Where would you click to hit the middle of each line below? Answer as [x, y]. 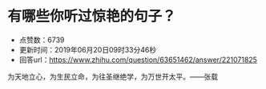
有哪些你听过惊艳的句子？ [92, 16]
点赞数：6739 [42, 40]
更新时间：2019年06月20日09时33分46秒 [88, 49]
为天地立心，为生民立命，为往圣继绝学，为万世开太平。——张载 [113, 76]
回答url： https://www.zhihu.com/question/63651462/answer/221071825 [138, 60]
